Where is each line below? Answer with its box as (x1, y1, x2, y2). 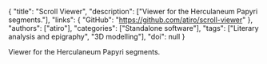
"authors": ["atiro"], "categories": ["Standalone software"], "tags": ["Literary (8, 24, 259, 32)
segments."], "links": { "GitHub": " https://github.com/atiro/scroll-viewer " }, (8, 15, 253, 24)
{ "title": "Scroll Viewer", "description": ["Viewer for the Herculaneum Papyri (8, 7, 258, 16)
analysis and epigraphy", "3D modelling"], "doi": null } (8, 32, 185, 41)
